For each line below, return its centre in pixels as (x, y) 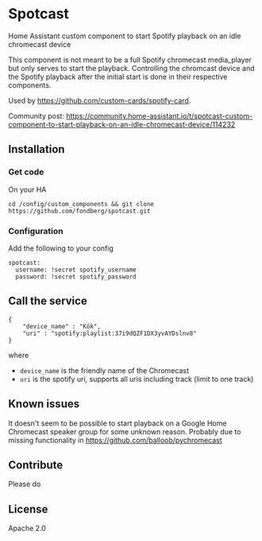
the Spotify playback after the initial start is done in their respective (118, 76)
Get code (26, 172)
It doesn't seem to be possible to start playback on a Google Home (118, 423)
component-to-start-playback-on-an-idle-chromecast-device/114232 (122, 124)
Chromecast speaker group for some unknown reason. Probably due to (125, 431)
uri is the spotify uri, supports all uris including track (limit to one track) (137, 379)
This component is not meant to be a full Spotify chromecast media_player (130, 60)
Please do (25, 484)
